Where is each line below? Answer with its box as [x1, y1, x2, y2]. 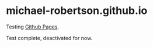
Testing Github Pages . [6, 23, 60, 30]
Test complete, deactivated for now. [6, 34, 93, 41]
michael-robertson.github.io [6, 4, 148, 17]
